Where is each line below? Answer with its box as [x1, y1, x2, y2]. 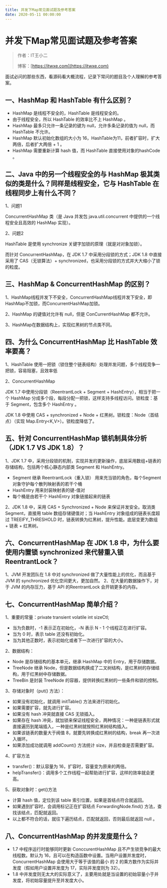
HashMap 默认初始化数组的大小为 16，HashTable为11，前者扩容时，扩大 [12, 135, 160, 141]
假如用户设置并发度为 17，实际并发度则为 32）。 [25, 865, 123, 871]
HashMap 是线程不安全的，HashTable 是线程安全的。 [12, 110, 122, 116]
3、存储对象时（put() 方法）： [5, 688, 65, 694]
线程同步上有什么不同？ [5, 188, 77, 197]
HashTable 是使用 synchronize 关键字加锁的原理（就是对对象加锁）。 [5, 241, 145, 247]
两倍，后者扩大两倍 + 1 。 [12, 141, 65, 147]
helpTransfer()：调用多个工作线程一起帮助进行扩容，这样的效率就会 [12, 770, 151, 776]
